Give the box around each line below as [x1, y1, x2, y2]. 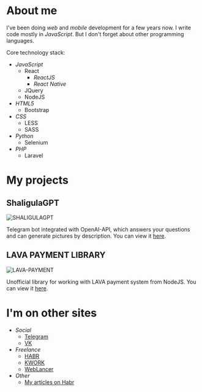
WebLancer [24, 365, 54, 372]
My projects [6, 173, 69, 187]
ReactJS [33, 73, 55, 81]
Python [15, 132, 34, 140]
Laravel [24, 151, 43, 159]
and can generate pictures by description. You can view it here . [6, 232, 166, 239]
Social [15, 326, 32, 334]
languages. [6, 37, 35, 44]
